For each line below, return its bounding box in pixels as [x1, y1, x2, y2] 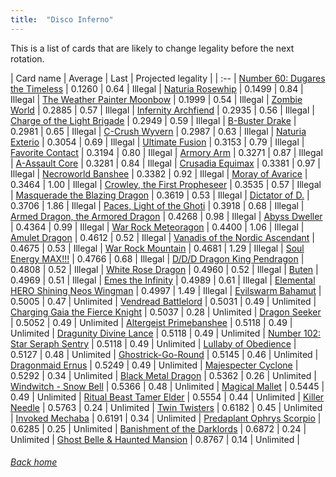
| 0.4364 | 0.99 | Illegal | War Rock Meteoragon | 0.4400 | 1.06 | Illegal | [10, 221, 305, 233]
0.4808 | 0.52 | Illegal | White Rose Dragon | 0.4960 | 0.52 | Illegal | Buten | [10, 263, 319, 275]
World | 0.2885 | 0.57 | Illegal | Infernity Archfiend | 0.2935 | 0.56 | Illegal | [10, 104, 315, 116]
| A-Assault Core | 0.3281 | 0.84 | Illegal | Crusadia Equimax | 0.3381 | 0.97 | [10, 157, 321, 169]
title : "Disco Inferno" [10, 14, 114, 25]
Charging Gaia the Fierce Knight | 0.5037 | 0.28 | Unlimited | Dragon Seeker [10, 306, 322, 318]
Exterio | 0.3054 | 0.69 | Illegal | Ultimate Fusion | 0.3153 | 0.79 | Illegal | [10, 136, 305, 148]
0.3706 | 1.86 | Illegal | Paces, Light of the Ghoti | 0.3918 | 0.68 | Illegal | [10, 199, 305, 211]
